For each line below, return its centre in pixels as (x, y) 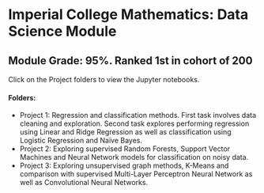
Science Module (62, 31)
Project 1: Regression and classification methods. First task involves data (138, 115)
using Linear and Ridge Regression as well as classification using (125, 132)
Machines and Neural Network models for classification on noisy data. (134, 157)
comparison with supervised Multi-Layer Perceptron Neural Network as (136, 174)
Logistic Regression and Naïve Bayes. (81, 141)
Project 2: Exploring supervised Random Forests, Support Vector (125, 149)
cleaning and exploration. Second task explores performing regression (134, 123)
